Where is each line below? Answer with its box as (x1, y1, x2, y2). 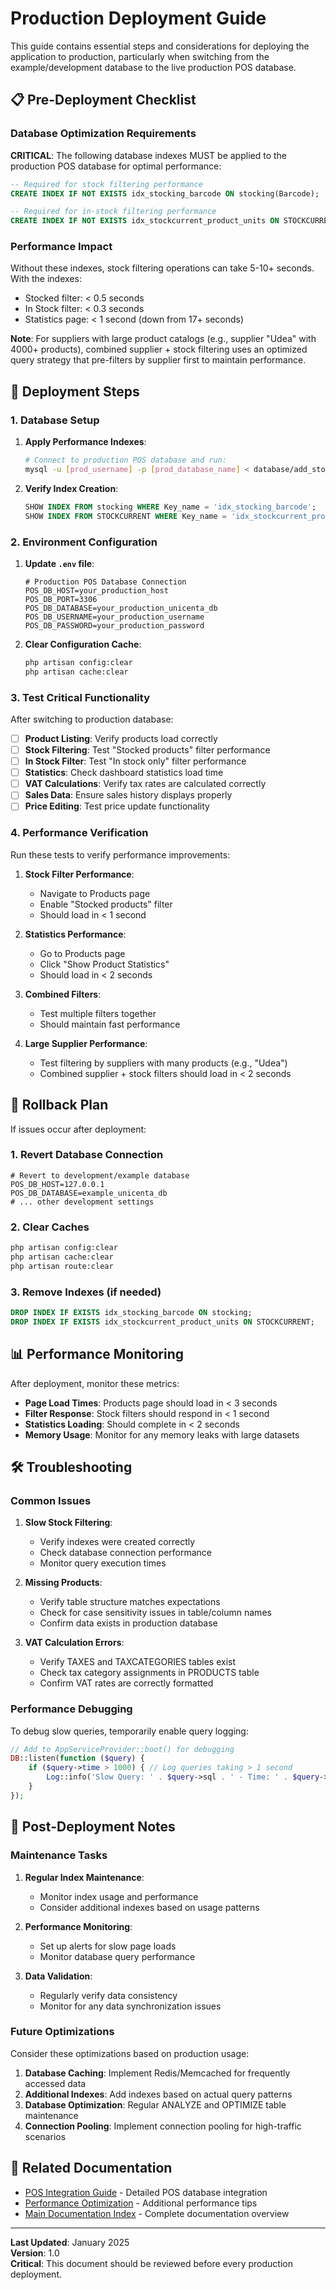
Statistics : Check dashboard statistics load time (24, 767, 224, 779)
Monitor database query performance (39, 1950, 196, 1962)
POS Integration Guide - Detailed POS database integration (24, 2186, 268, 2198)
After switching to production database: (10, 713, 174, 725)
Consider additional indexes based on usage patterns (39, 1901, 260, 1913)
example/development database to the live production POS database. (10, 61, 297, 73)
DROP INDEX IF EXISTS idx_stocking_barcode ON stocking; (10, 1308, 253, 1318)
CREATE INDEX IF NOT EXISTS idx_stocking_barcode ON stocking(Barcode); (10, 188, 320, 199)
